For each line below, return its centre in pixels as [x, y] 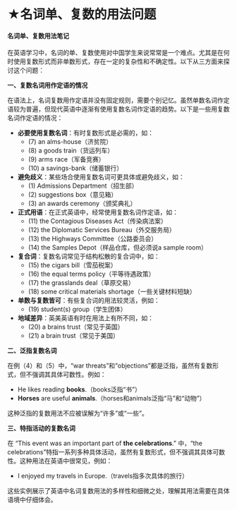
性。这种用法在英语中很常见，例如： [60, 461]
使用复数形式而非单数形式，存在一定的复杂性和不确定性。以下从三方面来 [118, 61]
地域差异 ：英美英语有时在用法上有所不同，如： [85, 318]
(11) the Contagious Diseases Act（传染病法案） [97, 221]
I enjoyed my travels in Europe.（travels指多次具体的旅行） [103, 476]
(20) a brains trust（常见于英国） [76, 327]
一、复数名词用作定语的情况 [48, 85]
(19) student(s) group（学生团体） [77, 309]
